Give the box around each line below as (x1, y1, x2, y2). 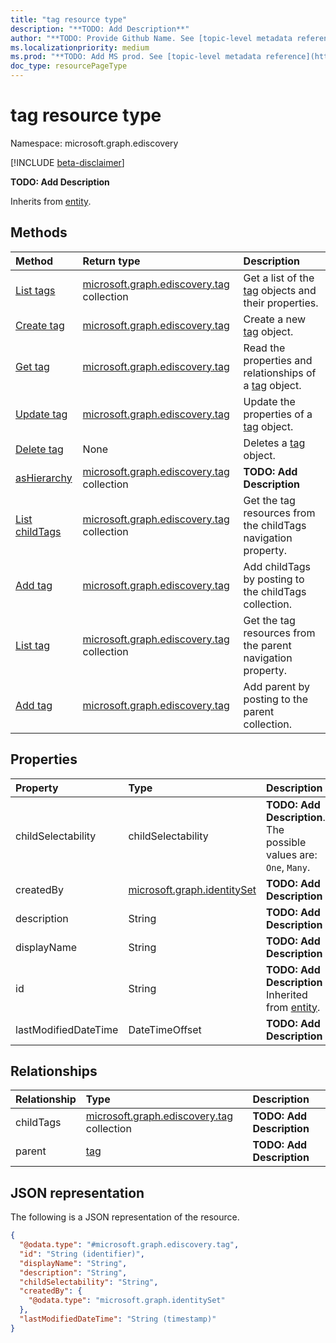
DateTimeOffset (128, 1022, 202, 1036)
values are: (266, 847, 318, 861)
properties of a (243, 407, 313, 421)
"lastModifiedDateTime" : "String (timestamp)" (19, 1314, 217, 1325)
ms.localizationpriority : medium (10, 42, 150, 53)
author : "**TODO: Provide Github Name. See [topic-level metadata (10, 33, 293, 43)
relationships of (243, 366, 317, 380)
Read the (243, 341, 286, 355)
